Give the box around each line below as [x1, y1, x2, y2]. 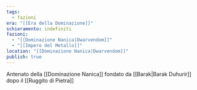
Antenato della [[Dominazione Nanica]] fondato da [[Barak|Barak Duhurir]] [6, 70, 192, 77]
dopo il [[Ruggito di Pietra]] [6, 77, 74, 84]
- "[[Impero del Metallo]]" [12, 43, 83, 49]
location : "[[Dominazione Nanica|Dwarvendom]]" [6, 48, 129, 54]
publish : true [6, 54, 42, 60]
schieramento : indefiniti [6, 25, 72, 32]
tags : [6, 8, 20, 15]
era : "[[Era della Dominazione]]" [6, 20, 94, 26]
